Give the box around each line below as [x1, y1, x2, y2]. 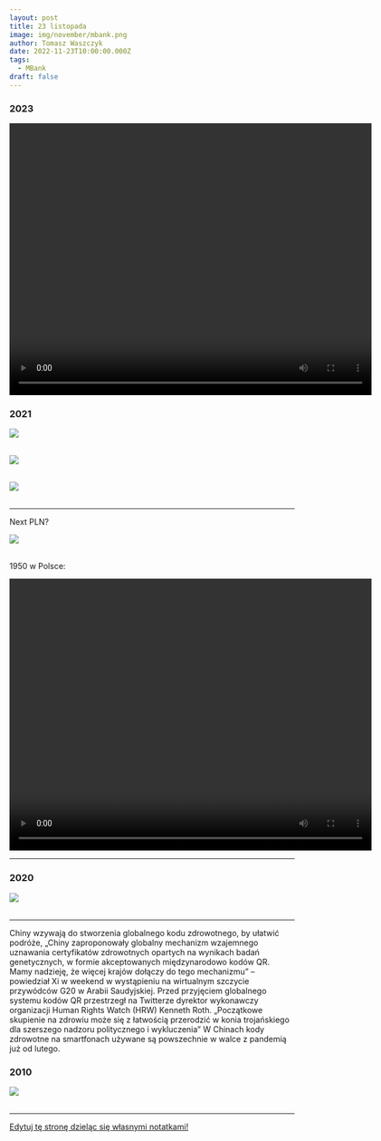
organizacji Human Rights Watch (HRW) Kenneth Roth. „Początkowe [9, 1004, 263, 1015]
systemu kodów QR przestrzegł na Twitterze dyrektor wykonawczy [9, 994, 260, 1006]
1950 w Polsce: [9, 561, 66, 572]
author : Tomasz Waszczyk [9, 38, 103, 48]
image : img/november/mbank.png [9, 30, 128, 39]
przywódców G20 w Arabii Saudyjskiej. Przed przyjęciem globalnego [9, 985, 267, 996]
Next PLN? [9, 517, 50, 527]
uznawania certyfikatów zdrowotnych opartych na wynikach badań [9, 946, 261, 957]
